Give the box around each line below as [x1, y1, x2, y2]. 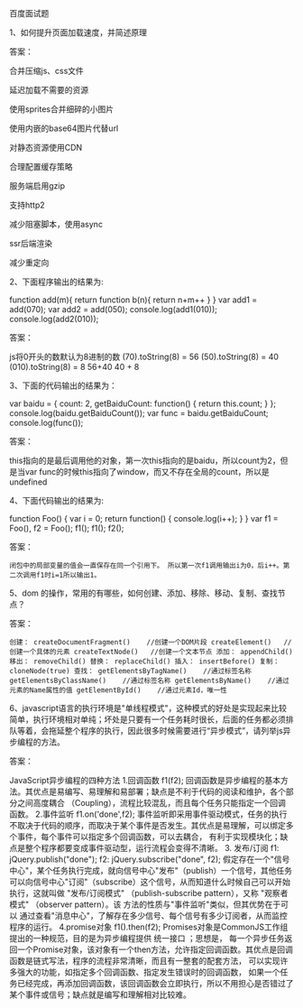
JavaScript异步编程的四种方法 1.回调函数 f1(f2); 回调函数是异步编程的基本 [9, 775, 281, 785]
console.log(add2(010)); [9, 314, 99, 324]
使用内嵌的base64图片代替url [9, 123, 119, 134]
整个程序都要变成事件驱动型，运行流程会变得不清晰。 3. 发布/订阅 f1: [24, 843, 280, 853]
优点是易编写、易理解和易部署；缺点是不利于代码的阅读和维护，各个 [32, 786, 286, 797]
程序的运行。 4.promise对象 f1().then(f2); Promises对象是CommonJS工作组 [9, 921, 289, 932]
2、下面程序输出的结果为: [9, 276, 104, 287]
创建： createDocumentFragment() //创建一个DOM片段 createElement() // [9, 638, 292, 647]
